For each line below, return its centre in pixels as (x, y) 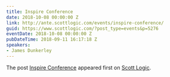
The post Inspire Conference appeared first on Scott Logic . (79, 67)
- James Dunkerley (29, 51)
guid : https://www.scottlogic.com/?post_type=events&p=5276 (83, 28)
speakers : (18, 45)
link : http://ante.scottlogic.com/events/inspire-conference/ (85, 23)
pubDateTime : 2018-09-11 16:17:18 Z (52, 39)
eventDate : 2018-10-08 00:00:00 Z (49, 34)
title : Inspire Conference (40, 12)
